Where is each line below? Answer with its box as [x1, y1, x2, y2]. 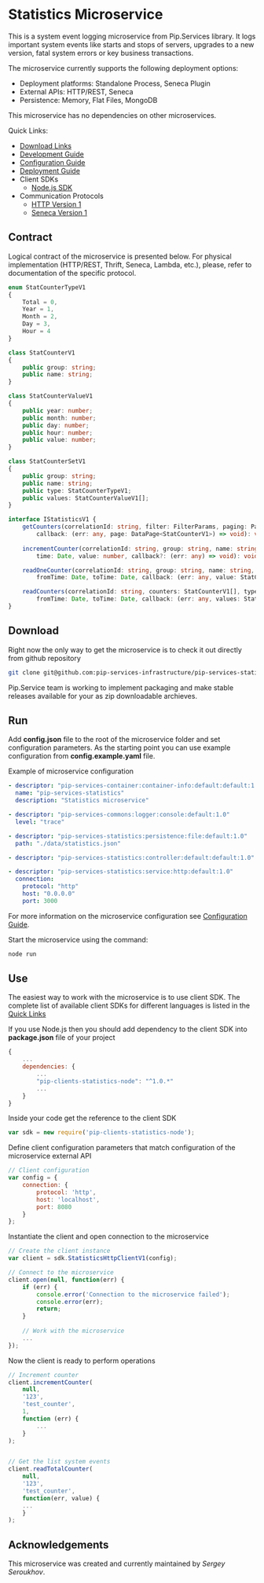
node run [8, 949, 37, 958]
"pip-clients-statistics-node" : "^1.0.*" [36, 1077, 174, 1085]
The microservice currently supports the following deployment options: [8, 63, 239, 72]
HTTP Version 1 [31, 199, 82, 209]
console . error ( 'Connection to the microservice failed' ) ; [36, 1291, 230, 1298]
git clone [8, 668, 41, 677]
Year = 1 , [22, 305, 55, 314]
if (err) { [22, 1283, 58, 1291]
